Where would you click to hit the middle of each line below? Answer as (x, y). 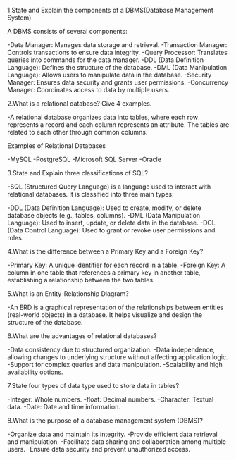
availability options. (35, 372)
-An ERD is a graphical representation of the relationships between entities (116, 307)
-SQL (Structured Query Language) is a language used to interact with (109, 187)
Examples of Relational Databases (57, 146)
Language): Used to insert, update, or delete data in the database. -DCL (112, 223)
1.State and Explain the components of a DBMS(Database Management (110, 10)
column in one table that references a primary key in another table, (104, 273)
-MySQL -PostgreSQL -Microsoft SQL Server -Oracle (85, 159)
